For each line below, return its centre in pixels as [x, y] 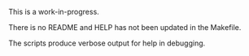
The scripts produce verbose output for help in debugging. [107, 43]
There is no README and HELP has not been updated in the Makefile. [125, 27]
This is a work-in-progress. [54, 12]
